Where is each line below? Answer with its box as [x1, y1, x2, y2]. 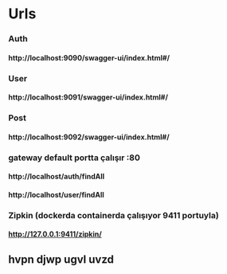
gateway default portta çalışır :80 [8, 152, 141, 163]
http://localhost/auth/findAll [8, 172, 105, 182]
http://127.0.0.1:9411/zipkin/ [8, 229, 102, 239]
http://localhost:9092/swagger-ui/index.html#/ [8, 132, 170, 142]
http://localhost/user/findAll [8, 190, 105, 199]
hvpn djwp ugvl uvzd [8, 252, 114, 266]
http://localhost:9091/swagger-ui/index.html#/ [8, 92, 169, 102]
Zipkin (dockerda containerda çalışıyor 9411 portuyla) [8, 209, 219, 221]
